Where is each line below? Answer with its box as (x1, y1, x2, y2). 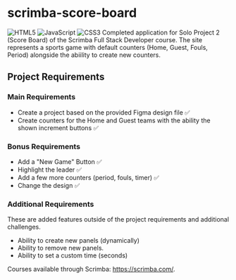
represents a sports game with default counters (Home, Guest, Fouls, (7, 43, 208, 51)
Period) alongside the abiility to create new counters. (7, 51, 161, 59)
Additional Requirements (7, 199, 94, 209)
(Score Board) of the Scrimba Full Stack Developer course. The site (7, 35, 203, 44)
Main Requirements (7, 92, 76, 102)
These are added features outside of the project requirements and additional (7, 215, 230, 224)
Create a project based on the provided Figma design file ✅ (17, 108, 190, 117)
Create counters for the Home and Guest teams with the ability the (17, 116, 211, 125)
